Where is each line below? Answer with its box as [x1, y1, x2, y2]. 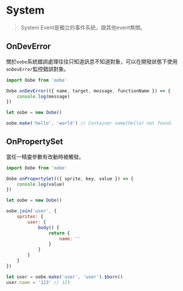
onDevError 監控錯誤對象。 [6, 65, 69, 72]
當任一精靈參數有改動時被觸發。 [6, 153, 84, 160]
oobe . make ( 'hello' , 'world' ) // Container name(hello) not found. [6, 120, 174, 126]
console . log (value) [17, 181, 65, 187]
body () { [37, 225, 60, 231]
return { [48, 230, 70, 236]
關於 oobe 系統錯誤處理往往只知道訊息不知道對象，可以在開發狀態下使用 [6, 57, 178, 65]
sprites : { [17, 214, 44, 220]
